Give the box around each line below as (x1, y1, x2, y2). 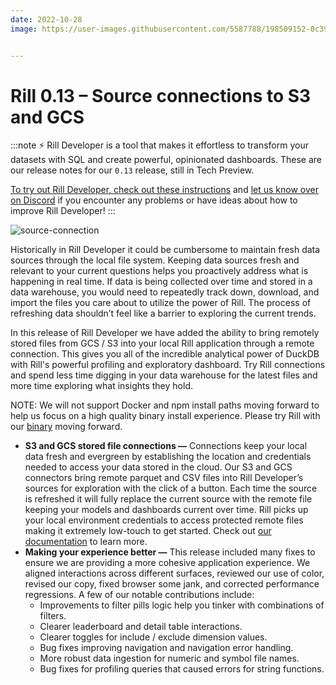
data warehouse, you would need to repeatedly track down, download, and (10, 286, 320, 298)
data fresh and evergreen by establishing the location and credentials (24, 451, 312, 463)
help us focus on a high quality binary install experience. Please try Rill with (10, 410, 321, 422)
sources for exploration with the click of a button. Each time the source (24, 482, 318, 495)
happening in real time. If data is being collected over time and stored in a (10, 276, 313, 288)
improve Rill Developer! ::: (10, 205, 116, 217)
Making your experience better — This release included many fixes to (24, 546, 316, 558)
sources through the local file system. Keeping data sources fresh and (10, 254, 300, 266)
